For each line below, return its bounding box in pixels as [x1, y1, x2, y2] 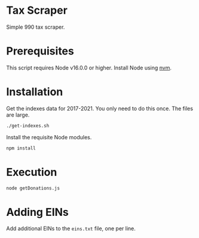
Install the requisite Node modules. [6, 133, 92, 141]
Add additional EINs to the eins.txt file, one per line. [6, 225, 136, 232]
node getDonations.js [6, 185, 60, 191]
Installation [6, 85, 63, 99]
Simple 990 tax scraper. [6, 23, 65, 30]
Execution [6, 165, 57, 179]
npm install [6, 145, 36, 151]
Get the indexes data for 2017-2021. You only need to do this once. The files [6, 105, 193, 112]
